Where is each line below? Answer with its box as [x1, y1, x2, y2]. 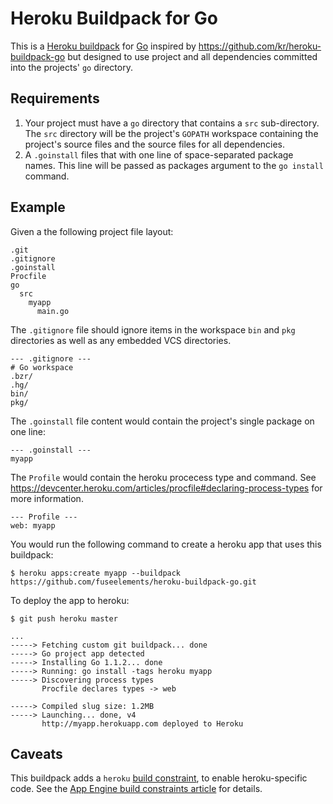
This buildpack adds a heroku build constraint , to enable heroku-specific [10, 772, 308, 784]
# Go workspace [10, 362, 74, 372]
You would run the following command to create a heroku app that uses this [10, 538, 322, 550]
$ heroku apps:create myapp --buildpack [10, 568, 182, 578]
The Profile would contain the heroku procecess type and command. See [10, 471, 317, 483]
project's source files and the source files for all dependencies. [24, 138, 286, 150]
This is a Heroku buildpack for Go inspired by [10, 40, 197, 52]
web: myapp [10, 520, 56, 531]
